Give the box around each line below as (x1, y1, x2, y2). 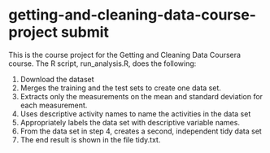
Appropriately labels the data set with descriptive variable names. (20, 117, 240, 127)
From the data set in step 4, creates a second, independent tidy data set (20, 126, 262, 136)
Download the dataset (20, 74, 95, 84)
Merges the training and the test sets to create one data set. (20, 83, 221, 93)
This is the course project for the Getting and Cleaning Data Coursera (8, 50, 242, 59)
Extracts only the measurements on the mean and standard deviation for (20, 91, 263, 101)
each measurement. (20, 100, 88, 110)
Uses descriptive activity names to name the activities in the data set (20, 108, 251, 119)
